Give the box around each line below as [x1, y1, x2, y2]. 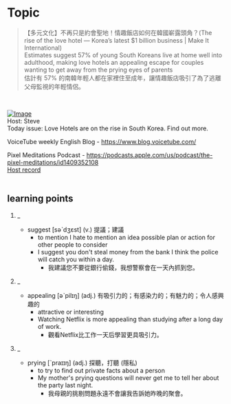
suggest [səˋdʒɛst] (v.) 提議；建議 [27, 225, 124, 234]
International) [23, 43, 63, 52]
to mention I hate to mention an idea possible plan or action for [37, 233, 215, 241]
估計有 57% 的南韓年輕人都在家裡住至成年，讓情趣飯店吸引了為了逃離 [23, 74, 221, 82]
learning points [7, 193, 74, 205]
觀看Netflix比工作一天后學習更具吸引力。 [47, 330, 163, 339]
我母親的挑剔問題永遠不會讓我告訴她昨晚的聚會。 [47, 389, 187, 397]
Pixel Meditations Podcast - [7, 150, 85, 159]
